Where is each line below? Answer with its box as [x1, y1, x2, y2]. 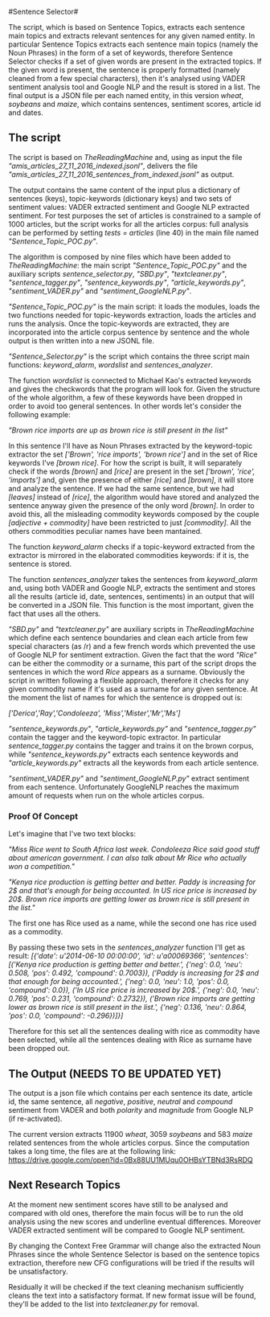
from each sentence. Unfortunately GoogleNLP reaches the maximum [8, 782, 239, 791]
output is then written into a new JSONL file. [8, 335, 155, 345]
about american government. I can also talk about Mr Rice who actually [8, 853, 247, 863]
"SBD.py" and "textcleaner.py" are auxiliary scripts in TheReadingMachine [8, 624, 255, 634]
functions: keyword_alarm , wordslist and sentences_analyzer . [8, 359, 213, 369]
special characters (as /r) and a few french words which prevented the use [8, 641, 256, 650]
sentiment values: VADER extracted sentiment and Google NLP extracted [8, 202, 250, 211]
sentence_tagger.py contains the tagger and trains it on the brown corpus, [8, 741, 255, 750]
